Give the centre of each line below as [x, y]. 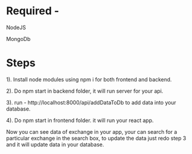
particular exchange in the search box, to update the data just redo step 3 [96, 138]
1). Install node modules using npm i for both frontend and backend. [89, 79]
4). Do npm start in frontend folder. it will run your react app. [80, 120]
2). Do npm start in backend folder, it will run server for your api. [85, 91]
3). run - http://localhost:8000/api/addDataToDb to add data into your [91, 102]
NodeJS [16, 27]
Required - [33, 11]
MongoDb [18, 39]
